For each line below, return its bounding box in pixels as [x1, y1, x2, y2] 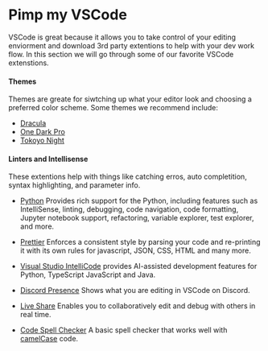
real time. [19, 310, 52, 320]
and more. [19, 221, 55, 231]
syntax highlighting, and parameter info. [8, 180, 141, 190]
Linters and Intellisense [8, 154, 89, 163]
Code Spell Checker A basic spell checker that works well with [19, 325, 228, 335]
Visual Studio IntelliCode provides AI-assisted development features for [19, 262, 258, 271]
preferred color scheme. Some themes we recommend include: [8, 103, 219, 113]
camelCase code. [19, 334, 79, 344]
